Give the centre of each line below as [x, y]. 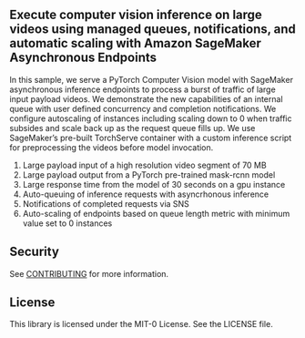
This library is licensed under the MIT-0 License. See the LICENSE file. [141, 324]
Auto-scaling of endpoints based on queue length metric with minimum [156, 213]
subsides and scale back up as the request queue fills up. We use [132, 128]
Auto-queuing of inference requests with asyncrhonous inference [146, 194]
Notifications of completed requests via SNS [106, 203]
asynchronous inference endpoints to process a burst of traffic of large [142, 89]
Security [34, 252]
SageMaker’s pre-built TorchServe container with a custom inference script [151, 138]
